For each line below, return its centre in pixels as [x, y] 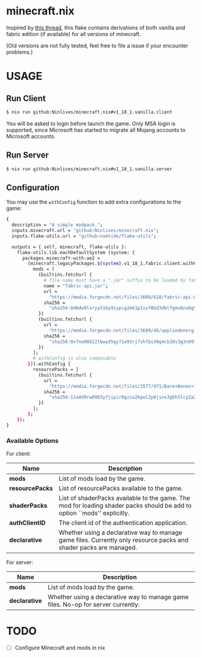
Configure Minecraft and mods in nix [60, 647]
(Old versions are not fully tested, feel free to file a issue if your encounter [97, 46]
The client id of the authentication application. [123, 523]
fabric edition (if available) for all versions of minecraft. [74, 34]
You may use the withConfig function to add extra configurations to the [94, 202]
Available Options [32, 441]
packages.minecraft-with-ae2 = [61, 258]
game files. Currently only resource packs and [124, 540]
